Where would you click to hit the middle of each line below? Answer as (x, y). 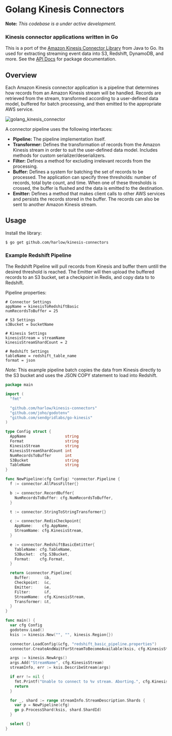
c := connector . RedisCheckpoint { (46, 521)
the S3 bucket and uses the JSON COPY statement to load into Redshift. (81, 375)
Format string (45, 441)
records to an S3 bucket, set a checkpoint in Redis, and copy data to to (80, 277)
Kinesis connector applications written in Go (62, 37)
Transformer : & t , (33, 602)
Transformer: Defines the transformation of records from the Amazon (86, 145)
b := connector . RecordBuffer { (42, 493)
